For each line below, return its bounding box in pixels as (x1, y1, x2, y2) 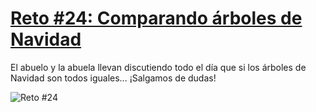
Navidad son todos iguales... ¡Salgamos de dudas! (10, 72, 217, 84)
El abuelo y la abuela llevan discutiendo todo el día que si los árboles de (10, 61, 307, 73)
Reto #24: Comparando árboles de (10, 7, 303, 30)
